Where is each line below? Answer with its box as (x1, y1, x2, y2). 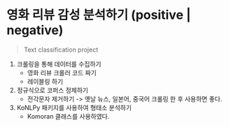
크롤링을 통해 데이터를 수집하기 (16, 59, 102, 68)
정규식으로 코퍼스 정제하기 (16, 86, 89, 94)
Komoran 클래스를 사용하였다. (27, 112, 110, 120)
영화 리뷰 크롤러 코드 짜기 (27, 68, 97, 77)
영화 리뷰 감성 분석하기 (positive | (6, 7, 191, 23)
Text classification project (23, 45, 99, 54)
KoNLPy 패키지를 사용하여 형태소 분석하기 (16, 103, 132, 112)
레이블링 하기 (27, 77, 64, 85)
